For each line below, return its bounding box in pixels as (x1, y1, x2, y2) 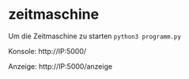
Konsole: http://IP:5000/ (8, 46, 87, 56)
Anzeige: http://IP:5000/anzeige (8, 61, 113, 71)
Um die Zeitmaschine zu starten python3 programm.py (8, 31, 182, 41)
